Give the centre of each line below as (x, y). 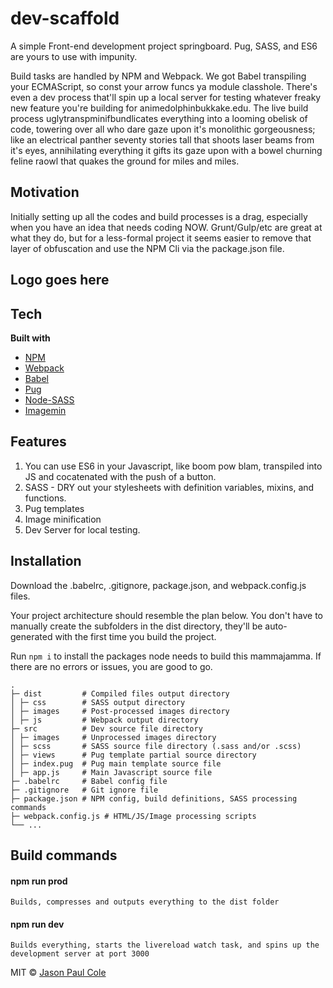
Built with (30, 338)
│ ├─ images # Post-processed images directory (120, 711)
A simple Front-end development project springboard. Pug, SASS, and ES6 (164, 46)
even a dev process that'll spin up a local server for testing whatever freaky (166, 97)
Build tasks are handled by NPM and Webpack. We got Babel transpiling (158, 76)
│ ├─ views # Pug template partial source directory (133, 755)
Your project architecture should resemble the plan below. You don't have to (166, 615)
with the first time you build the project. (135, 636)
